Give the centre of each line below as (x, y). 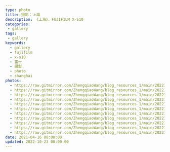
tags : (11, 33)
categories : (18, 24)
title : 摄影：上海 (23, 15)
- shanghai (21, 76)
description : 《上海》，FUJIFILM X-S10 (44, 19)
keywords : (16, 43)
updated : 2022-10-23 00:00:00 (37, 142)
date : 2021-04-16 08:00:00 (34, 137)
